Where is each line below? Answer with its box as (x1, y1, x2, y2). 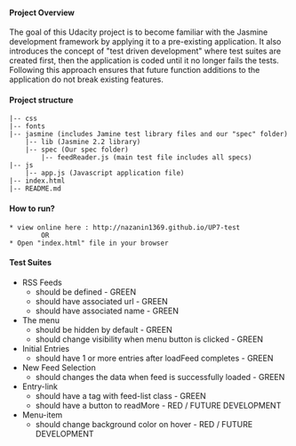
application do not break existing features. (9, 74, 164, 85)
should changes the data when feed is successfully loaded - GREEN (35, 371, 285, 382)
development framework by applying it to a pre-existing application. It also (9, 36, 282, 47)
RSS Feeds (21, 277, 62, 288)
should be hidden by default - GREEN (35, 324, 172, 335)
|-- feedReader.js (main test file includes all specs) (41, 153, 252, 162)
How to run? (9, 203, 55, 214)
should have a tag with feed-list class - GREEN (35, 390, 206, 401)
